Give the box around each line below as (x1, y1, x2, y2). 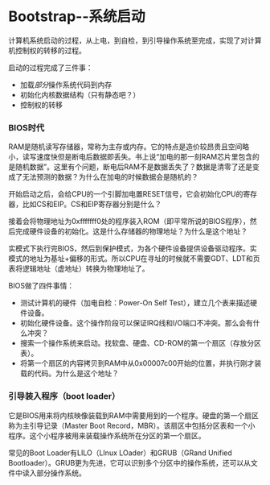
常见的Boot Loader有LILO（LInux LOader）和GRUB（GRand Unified (8, 448, 233, 458)
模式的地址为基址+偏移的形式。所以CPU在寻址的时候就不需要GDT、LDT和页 (8, 254, 260, 263)
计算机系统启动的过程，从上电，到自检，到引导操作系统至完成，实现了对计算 (8, 35, 262, 45)
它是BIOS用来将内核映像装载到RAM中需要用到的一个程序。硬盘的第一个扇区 (8, 410, 259, 420)
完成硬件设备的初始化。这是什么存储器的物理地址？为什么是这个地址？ (14, 226, 247, 236)
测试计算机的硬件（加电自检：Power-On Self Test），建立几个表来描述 (19, 298, 251, 308)
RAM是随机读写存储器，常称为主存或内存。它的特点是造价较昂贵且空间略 (8, 142, 250, 151)
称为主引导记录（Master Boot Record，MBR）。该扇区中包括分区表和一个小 (8, 421, 256, 430)
